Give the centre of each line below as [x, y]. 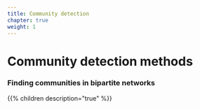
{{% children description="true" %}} [60, 98]
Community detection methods [100, 61]
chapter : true [28, 20]
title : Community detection [48, 14]
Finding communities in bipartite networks [81, 83]
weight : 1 [22, 27]
